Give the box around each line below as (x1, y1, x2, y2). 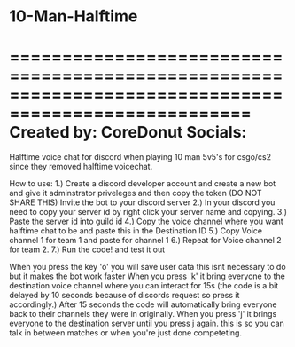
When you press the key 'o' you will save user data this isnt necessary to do (9, 262, 286, 272)
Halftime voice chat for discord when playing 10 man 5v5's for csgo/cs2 (9, 152, 272, 162)
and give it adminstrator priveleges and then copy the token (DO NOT (9, 188, 263, 199)
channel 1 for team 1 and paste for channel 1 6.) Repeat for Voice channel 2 (9, 235, 282, 246)
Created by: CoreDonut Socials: (9, 122, 247, 143)
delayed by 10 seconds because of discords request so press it (9, 290, 240, 301)
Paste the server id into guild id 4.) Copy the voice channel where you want (9, 216, 283, 227)
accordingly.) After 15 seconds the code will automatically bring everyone (9, 299, 277, 310)
